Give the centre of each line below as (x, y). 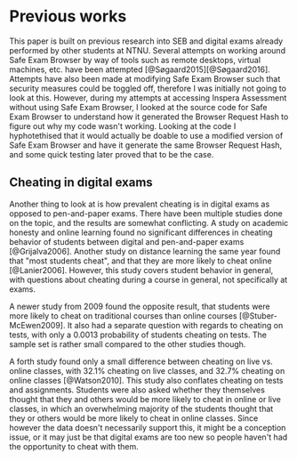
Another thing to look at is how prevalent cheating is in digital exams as (140, 204)
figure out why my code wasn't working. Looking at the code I (123, 125)
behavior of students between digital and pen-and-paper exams (127, 241)
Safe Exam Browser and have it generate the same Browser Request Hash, (146, 145)
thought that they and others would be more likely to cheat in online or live (145, 399)
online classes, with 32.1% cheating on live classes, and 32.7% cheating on (147, 370)
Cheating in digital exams (81, 183)
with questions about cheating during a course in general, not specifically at (148, 279)
